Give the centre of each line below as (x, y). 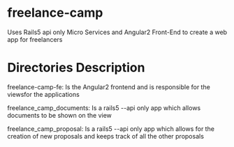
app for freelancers (35, 39)
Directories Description (76, 68)
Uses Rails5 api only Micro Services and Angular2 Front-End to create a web (117, 32)
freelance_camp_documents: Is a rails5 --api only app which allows (104, 108)
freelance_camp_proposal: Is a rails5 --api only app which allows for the (111, 129)
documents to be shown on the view (59, 115)
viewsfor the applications (44, 94)
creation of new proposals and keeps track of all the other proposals (106, 136)
